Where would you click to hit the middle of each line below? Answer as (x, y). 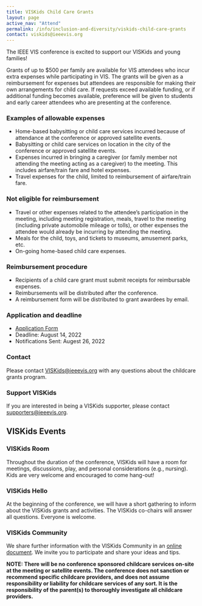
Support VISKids (31, 392)
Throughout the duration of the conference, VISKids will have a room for (97, 462)
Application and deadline (44, 315)
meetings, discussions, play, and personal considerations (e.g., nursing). (97, 468)
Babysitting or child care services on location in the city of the (93, 144)
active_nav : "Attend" (34, 23)
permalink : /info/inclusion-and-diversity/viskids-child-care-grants (96, 29)
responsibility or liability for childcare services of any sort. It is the (92, 583)
